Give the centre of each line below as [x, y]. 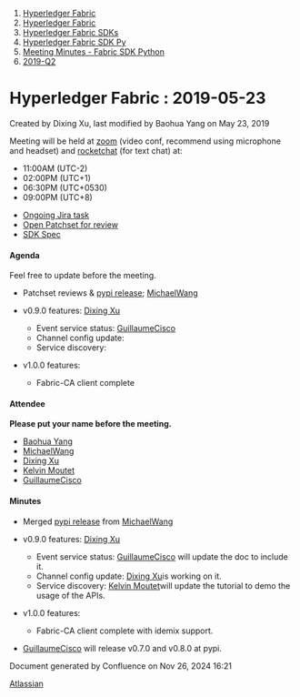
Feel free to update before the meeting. [83, 276]
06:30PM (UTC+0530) [65, 187]
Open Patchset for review [70, 224]
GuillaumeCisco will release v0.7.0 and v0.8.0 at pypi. [122, 648]
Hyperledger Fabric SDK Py [74, 42]
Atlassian [26, 683]
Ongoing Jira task [55, 215]
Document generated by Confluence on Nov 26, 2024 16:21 [120, 666]
